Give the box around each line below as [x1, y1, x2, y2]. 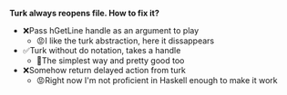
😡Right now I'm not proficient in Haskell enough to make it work [36, 75, 278, 85]
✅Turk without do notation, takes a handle [22, 45, 181, 55]
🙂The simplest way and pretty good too [36, 55, 185, 66]
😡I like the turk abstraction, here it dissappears [36, 35, 215, 46]
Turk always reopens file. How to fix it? [9, 8, 159, 18]
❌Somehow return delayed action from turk [22, 65, 187, 75]
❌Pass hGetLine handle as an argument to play [22, 25, 200, 35]
